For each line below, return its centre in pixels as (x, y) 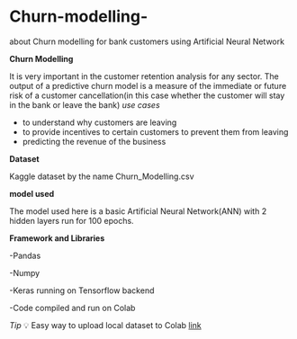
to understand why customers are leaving (99, 122)
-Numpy (25, 272)
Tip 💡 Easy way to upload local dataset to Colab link (106, 325)
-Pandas (25, 255)
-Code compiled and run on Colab (72, 308)
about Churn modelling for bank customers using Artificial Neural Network (147, 41)
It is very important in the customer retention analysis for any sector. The (144, 76)
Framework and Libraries (57, 238)
